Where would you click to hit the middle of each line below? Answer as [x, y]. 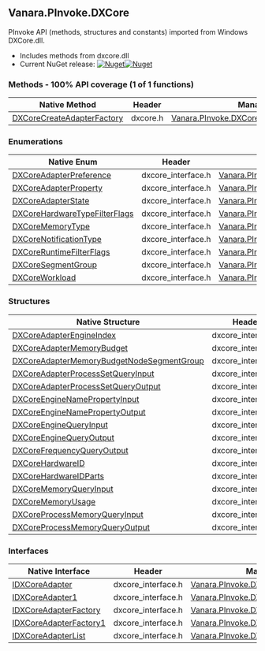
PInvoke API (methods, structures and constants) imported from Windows [128, 32]
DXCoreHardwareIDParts [58, 476]
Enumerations [35, 142]
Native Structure [108, 322]
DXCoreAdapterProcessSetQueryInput [83, 374]
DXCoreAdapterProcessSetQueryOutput [86, 386]
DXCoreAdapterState [51, 201]
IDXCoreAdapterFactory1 [59, 623]
